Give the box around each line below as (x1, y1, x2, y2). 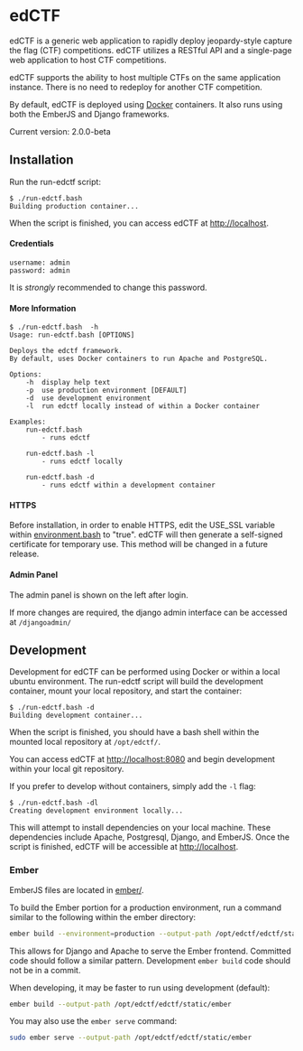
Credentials (9, 238, 54, 249)
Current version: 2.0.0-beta (9, 126, 111, 136)
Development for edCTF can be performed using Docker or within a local (9, 666, 280, 677)
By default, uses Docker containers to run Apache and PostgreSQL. (9, 354, 269, 364)
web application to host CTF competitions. (9, 54, 167, 65)
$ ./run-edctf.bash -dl (9, 798, 99, 808)
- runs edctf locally (41, 457, 124, 466)
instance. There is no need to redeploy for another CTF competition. (9, 81, 263, 92)
